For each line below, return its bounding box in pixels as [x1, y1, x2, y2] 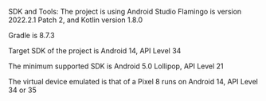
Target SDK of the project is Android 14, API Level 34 [8, 46, 182, 55]
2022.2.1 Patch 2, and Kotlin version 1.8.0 [8, 15, 143, 25]
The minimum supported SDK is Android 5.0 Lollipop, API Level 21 [8, 61, 225, 71]
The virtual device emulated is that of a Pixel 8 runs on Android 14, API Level [8, 77, 259, 86]
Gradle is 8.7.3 [8, 31, 56, 40]
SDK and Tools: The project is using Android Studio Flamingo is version [8, 7, 242, 16]
